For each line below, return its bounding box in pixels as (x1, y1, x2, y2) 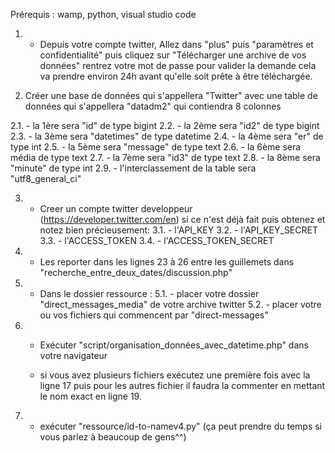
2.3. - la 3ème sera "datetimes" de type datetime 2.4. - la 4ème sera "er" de (10, 130, 324, 142)
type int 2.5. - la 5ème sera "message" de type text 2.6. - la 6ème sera (10, 141, 302, 153)
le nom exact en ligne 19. (39, 390, 142, 402)
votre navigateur (39, 350, 108, 361)
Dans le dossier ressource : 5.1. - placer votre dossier (39, 288, 260, 299)
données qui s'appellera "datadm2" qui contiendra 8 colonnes (24, 100, 282, 112)
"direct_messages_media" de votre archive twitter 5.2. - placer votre (39, 299, 322, 310)
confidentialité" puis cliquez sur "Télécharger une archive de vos (39, 49, 307, 61)
